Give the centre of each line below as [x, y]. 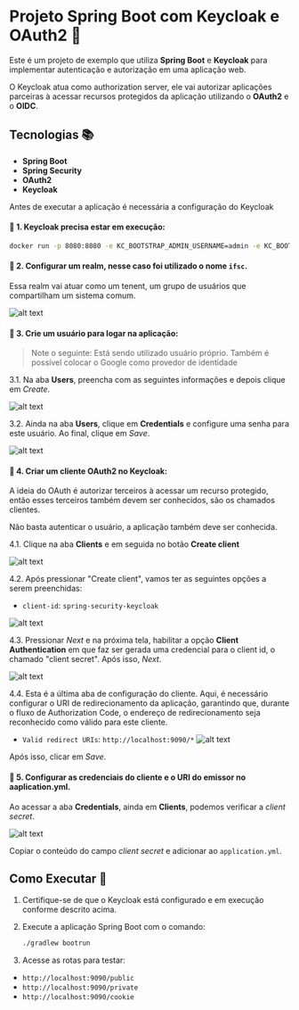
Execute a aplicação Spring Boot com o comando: [114, 927]
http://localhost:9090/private [80, 988]
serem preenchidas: [46, 588]
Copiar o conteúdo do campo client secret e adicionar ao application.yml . [145, 850]
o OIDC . [24, 105]
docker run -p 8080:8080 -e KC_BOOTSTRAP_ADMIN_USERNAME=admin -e [135, 246]
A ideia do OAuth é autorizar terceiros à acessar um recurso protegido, [139, 491]
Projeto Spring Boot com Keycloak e [145, 17]
